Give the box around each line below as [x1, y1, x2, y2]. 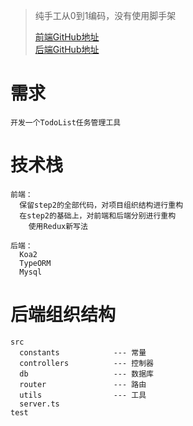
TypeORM [19, 258, 52, 268]
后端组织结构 [10, 304, 117, 326]
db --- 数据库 [19, 369, 154, 379]
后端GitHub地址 [34, 44, 100, 55]
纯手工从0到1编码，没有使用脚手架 [34, 10, 177, 21]
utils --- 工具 [19, 390, 147, 400]
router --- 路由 [19, 379, 147, 389]
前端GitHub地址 [34, 31, 100, 43]
